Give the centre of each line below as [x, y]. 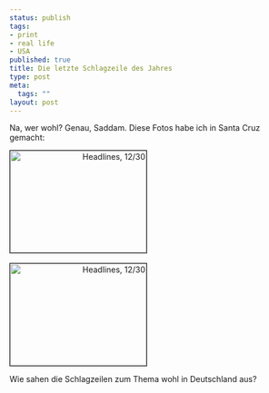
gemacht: [27, 138]
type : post [30, 77]
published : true [40, 60]
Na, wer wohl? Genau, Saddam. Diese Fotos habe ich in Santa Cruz [135, 128]
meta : [20, 85]
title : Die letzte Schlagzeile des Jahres [91, 69]
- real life [32, 43]
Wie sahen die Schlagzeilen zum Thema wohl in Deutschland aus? [133, 379]
